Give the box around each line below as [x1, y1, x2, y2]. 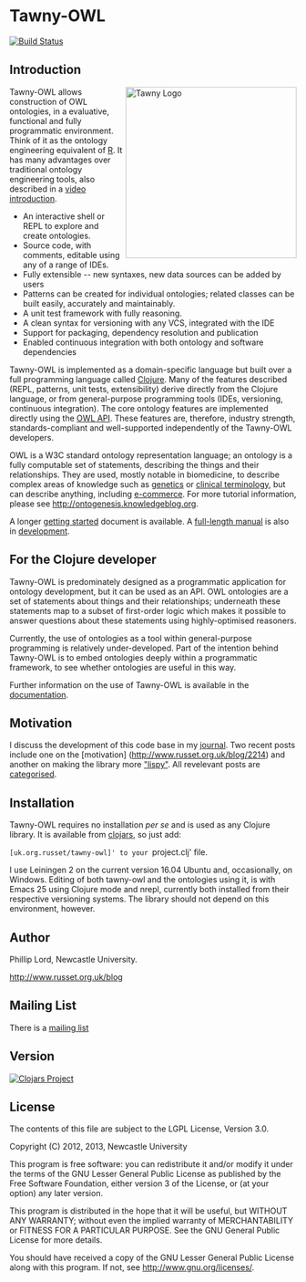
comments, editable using [22, 249, 120, 260]
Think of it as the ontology [9, 134, 107, 146]
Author [9, 930, 50, 945]
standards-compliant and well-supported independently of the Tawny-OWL [9, 422, 293, 433]
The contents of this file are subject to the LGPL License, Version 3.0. [9, 1123, 270, 1134]
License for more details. [9, 1235, 103, 1246]
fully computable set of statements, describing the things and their [9, 459, 260, 470]
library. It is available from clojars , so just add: [9, 829, 182, 840]
